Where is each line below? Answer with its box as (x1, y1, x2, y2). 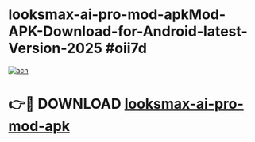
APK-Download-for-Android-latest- (8, 22, 248, 40)
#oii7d (105, 40, 147, 57)
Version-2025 (8, 40, 103, 57)
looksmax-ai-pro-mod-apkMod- (8, 6, 226, 24)
